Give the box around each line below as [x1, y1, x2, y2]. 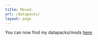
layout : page [5, 16, 32, 21]
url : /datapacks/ [5, 12, 40, 17]
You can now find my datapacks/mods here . [5, 30, 94, 36]
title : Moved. [5, 7, 34, 12]
